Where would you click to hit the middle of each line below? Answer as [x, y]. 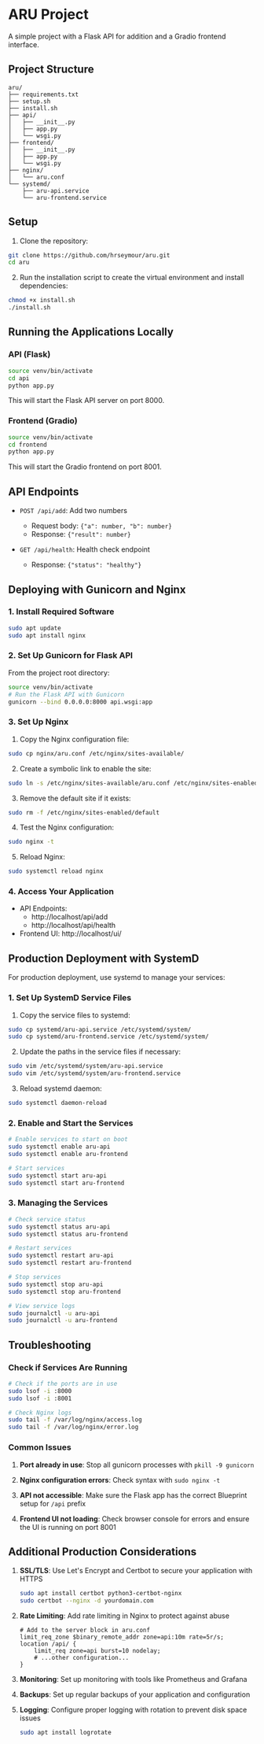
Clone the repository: [54, 241]
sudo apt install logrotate [65, 1733]
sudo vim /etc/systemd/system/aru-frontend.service [94, 1073]
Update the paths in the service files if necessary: [100, 1051]
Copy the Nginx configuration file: [74, 739]
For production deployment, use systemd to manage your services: [117, 977]
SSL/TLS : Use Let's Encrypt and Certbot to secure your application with [136, 1571]
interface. [24, 44]
